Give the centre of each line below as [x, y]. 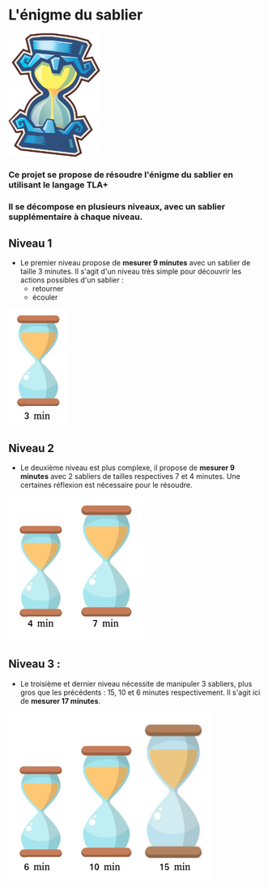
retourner [48, 289]
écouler [45, 297]
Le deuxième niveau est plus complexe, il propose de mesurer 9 [127, 468]
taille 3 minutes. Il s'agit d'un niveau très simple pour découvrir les [131, 272]
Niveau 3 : [34, 664]
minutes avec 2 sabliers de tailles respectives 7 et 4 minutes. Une [130, 476]
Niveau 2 [32, 448]
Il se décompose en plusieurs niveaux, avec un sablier [117, 207]
